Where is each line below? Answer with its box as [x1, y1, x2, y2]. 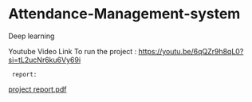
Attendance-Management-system [8, 5, 241, 23]
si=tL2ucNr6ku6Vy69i [8, 55, 81, 65]
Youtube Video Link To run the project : [8, 46, 137, 56]
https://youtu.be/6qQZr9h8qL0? [138, 46, 244, 56]
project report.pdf [8, 84, 67, 94]
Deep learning [8, 31, 55, 41]
